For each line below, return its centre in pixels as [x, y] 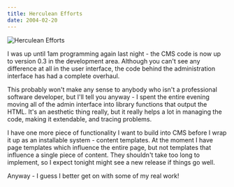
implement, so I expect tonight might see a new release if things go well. [111, 162]
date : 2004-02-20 [32, 20]
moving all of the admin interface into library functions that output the [107, 104]
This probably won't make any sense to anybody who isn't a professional [112, 89]
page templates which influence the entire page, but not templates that [109, 147]
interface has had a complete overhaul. [64, 76]
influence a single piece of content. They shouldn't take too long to [104, 155]
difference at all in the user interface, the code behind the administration [111, 68]
